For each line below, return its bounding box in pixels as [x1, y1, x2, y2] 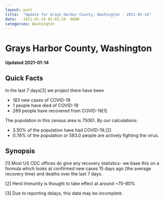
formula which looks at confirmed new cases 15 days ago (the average [5, 165, 151, 171]
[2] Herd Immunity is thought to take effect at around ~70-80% [5, 180, 135, 186]
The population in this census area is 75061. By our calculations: [5, 117, 138, 123]
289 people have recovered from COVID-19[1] [12, 107, 107, 113]
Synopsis [5, 147, 35, 155]
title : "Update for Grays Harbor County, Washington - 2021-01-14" [5, 12, 151, 17]
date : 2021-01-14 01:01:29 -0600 [5, 16, 80, 21]
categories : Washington [5, 21, 55, 26]
